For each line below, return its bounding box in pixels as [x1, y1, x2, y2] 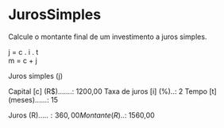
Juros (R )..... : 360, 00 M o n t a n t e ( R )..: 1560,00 [8, 110, 155, 120]
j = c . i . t [8, 47, 39, 56]
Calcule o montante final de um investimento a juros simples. [8, 32, 207, 41]
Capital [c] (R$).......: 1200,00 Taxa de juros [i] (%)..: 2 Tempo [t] [8, 86, 217, 96]
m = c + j [8, 56, 37, 65]
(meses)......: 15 [8, 95, 58, 104]
